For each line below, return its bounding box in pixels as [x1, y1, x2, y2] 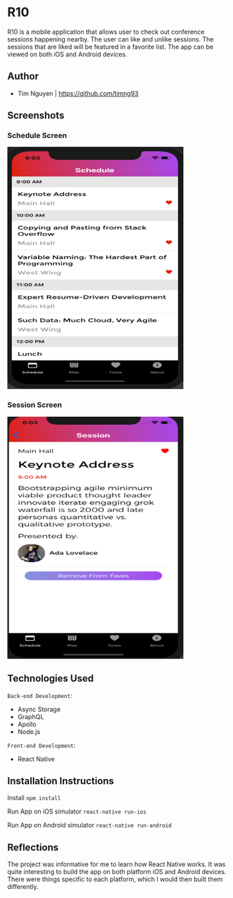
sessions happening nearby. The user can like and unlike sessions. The [7, 35, 214, 43]
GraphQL [17, 712, 44, 721]
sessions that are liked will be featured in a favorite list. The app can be [7, 42, 213, 51]
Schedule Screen [7, 131, 68, 141]
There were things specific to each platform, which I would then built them [7, 875, 223, 884]
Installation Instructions [7, 775, 115, 787]
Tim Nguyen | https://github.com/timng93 [17, 89, 139, 97]
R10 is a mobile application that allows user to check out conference [7, 27, 205, 36]
